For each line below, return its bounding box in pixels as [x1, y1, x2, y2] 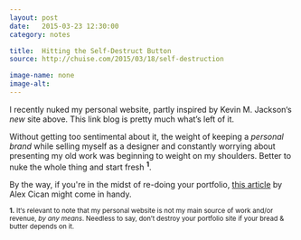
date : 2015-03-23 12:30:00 [9, 22, 119, 31]
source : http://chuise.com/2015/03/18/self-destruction [9, 55, 224, 64]
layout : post [9, 13, 59, 23]
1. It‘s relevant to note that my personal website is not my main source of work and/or [9, 206, 274, 215]
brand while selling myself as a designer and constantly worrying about [9, 141, 276, 152]
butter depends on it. [9, 222, 75, 231]
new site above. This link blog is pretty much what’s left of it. [9, 114, 235, 125]
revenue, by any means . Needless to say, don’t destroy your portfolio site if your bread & [9, 214, 285, 223]
